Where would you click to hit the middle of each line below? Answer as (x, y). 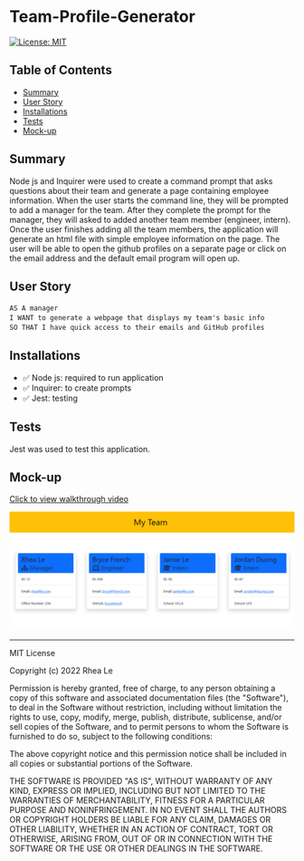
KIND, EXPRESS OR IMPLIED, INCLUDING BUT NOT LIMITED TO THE (138, 791)
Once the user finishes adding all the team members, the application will (144, 229)
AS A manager (34, 309)
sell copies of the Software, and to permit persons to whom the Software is (149, 727)
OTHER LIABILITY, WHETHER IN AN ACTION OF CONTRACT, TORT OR (141, 829)
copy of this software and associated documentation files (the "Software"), (149, 698)
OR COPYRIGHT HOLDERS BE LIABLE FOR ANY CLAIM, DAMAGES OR (140, 820)
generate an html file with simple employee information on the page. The (145, 238)
